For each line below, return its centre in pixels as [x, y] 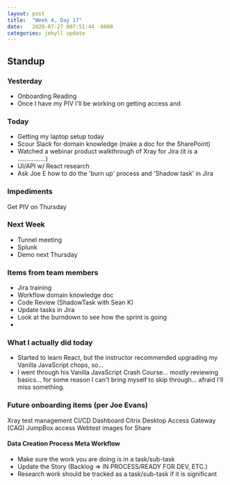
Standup [26, 61]
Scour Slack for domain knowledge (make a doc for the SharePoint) [114, 144]
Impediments [30, 192]
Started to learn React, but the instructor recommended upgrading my [117, 358]
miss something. [41, 387]
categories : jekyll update [46, 33]
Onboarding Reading [47, 96]
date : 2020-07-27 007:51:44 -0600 [60, 26]
